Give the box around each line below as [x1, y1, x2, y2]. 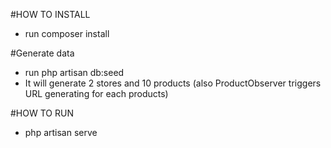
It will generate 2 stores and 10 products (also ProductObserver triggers [24, 77, 322, 89]
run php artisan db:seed [24, 67, 125, 78]
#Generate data [10, 47, 75, 59]
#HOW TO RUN [10, 107, 74, 119]
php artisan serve [24, 127, 98, 138]
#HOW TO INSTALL [10, 9, 91, 20]
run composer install [24, 28, 110, 39]
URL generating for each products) [24, 88, 169, 99]
